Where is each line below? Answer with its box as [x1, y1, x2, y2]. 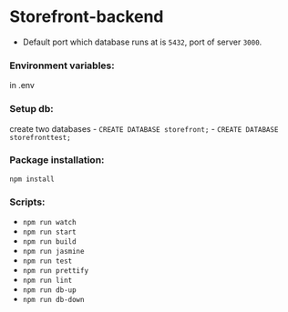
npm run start [22, 227, 77, 237]
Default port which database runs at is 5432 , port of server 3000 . [22, 36, 262, 47]
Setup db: [9, 103, 54, 116]
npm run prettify [22, 267, 89, 276]
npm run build [22, 237, 77, 247]
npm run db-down [22, 296, 85, 305]
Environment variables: [9, 59, 116, 72]
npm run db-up [22, 286, 77, 295]
